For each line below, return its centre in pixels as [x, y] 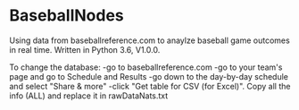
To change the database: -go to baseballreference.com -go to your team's [146, 67]
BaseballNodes [67, 16]
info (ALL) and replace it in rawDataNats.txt [89, 96]
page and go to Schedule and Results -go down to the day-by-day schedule [149, 76]
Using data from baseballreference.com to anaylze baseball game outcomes [149, 40]
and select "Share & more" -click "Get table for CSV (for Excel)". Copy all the [150, 86]
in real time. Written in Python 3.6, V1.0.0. [85, 49]
